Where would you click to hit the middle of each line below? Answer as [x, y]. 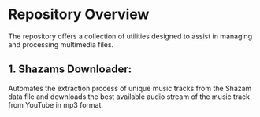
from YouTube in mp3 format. [56, 104]
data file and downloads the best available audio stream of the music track [129, 97]
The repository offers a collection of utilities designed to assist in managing [130, 36]
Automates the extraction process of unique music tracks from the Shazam [130, 88]
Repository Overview [79, 15]
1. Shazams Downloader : [70, 69]
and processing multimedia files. [61, 44]
